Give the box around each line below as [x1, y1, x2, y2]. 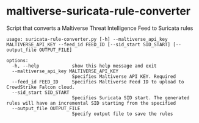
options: [6, 57, 29, 63]
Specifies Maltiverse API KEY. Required [71, 73, 176, 80]
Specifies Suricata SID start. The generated [71, 94, 190, 101]
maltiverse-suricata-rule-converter [6, 4, 191, 18]
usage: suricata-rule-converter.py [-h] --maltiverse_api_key [6, 36, 168, 42]
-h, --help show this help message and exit [12, 63, 157, 69]
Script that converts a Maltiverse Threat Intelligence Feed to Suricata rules [6, 24, 194, 32]
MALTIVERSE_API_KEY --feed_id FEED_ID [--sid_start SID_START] [6, 41, 171, 47]
